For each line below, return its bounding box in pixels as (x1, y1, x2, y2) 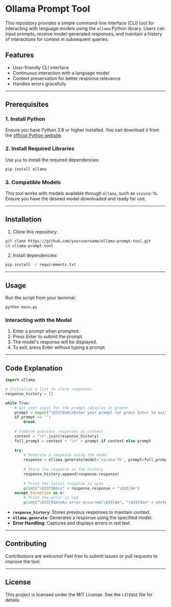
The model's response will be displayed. (12, 339, 98, 345)
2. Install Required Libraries (5, 145, 75, 152)
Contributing (5, 539, 47, 548)
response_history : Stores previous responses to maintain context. (12, 509, 151, 515)
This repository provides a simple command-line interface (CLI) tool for (5, 20, 155, 26)
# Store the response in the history (23, 467, 103, 472)
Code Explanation (5, 364, 63, 372)
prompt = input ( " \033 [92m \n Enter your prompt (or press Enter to (14, 410, 156, 415)
